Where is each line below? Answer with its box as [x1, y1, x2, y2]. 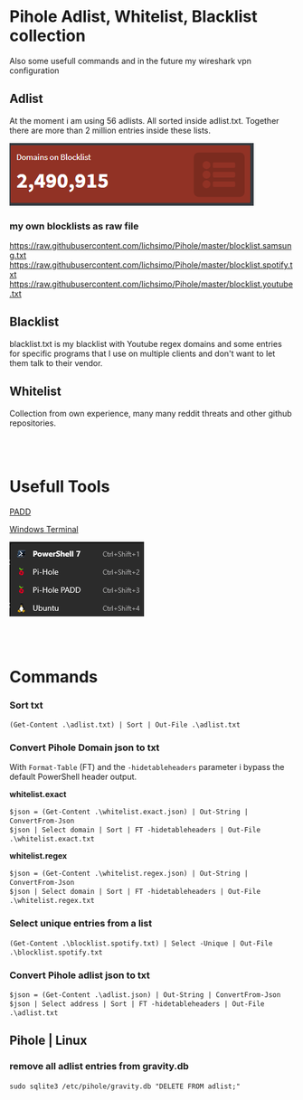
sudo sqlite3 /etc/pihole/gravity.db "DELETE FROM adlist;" [9, 1082, 241, 1091]
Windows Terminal [9, 523, 79, 534]
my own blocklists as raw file [9, 220, 139, 232]
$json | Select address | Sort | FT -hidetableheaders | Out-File [9, 999, 265, 1009]
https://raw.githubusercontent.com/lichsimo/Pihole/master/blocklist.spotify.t [9, 259, 293, 270]
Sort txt [9, 699, 43, 711]
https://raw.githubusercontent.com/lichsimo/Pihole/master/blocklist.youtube [9, 278, 294, 290]
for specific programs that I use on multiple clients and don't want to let [9, 348, 276, 359]
